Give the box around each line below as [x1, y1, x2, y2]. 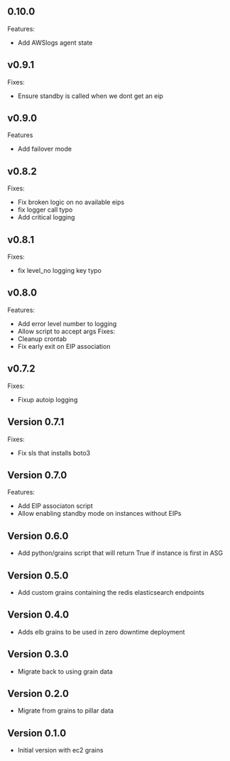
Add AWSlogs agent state [17, 38, 93, 47]
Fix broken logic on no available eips [17, 198, 125, 207]
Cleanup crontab [17, 334, 67, 343]
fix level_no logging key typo [17, 266, 102, 275]
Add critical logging [17, 213, 75, 222]
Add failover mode [17, 145, 72, 153]
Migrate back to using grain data [17, 667, 114, 676]
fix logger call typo [17, 205, 73, 214]
